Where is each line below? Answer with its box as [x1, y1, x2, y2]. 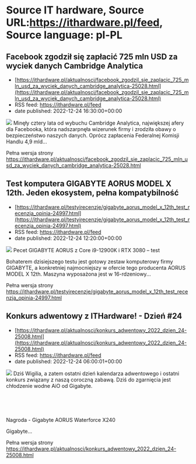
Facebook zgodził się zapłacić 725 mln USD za [6, 51, 178, 61]
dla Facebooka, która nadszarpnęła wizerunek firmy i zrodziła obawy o [6, 126, 176, 132]
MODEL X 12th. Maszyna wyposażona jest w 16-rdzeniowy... [6, 270, 151, 277]
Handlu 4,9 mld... [6, 138, 48, 145]
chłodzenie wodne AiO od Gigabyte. [6, 382, 93, 389]
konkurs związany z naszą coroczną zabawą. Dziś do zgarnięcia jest [6, 376, 171, 383]
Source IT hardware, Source [6, 4, 144, 17]
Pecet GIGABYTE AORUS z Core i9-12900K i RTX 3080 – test [13, 246, 160, 253]
